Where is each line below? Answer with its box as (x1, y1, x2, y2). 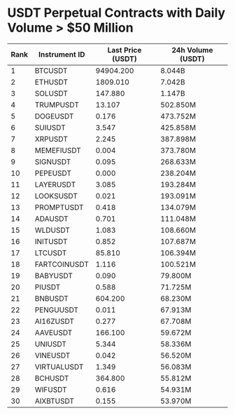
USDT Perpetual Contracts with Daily (7, 5, 226, 21)
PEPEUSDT (34, 168, 72, 178)
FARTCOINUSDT (34, 259, 89, 269)
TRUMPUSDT (34, 100, 79, 109)
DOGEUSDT (34, 111, 74, 121)
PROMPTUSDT (34, 202, 84, 212)
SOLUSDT (34, 88, 69, 98)
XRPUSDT (34, 134, 68, 144)
